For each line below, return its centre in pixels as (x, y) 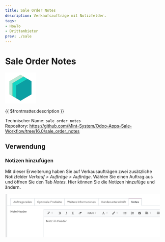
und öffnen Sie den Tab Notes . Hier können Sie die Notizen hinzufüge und (80, 182)
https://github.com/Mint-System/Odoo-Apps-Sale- (81, 126)
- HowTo (13, 26)
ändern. (13, 187)
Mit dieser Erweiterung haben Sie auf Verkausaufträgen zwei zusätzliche (79, 171)
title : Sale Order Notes (30, 10)
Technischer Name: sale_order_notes (43, 120)
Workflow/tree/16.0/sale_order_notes (42, 131)
